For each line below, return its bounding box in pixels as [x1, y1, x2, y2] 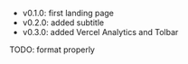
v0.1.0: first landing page [22, 8, 115, 18]
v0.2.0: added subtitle [22, 17, 105, 28]
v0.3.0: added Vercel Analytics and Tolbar [22, 27, 179, 37]
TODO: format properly [9, 44, 95, 55]
